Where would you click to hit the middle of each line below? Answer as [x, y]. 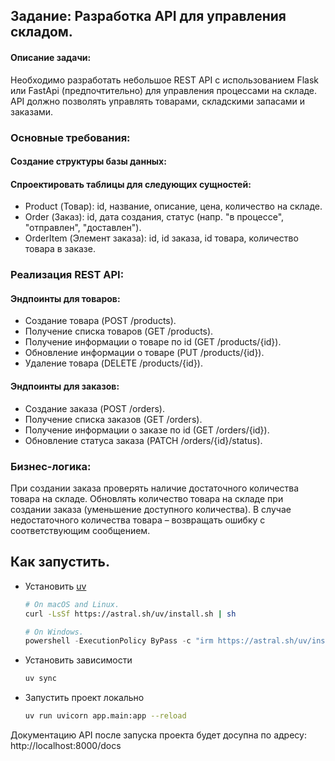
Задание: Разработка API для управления [148, 16]
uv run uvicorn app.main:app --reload [105, 716]
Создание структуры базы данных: [88, 161]
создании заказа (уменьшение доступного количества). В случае [151, 509]
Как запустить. [60, 562]
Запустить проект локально [84, 698]
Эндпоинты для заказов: [65, 386]
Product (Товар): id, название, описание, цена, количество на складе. [173, 206]
